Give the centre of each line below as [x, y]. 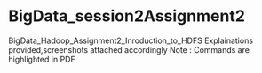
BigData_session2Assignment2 [127, 16]
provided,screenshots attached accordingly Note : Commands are [129, 49]
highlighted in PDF [42, 59]
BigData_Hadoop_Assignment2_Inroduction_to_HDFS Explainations [131, 40]
